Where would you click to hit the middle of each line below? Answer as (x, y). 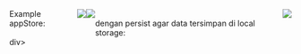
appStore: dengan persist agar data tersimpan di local (132, 23)
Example (26, 14)
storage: (111, 33)
